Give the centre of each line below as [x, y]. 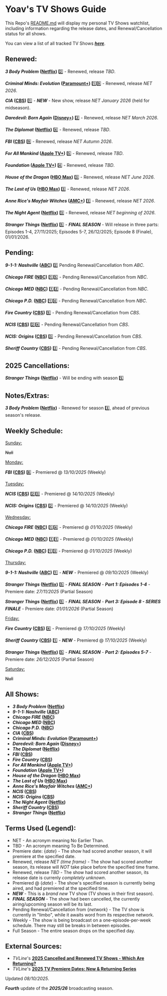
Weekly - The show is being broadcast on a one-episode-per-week [82, 920]
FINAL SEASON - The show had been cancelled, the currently [76, 899]
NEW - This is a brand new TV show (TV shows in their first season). [83, 894]
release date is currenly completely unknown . [59, 878]
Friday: [12, 618]
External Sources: [34, 946]
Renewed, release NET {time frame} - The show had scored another [83, 862]
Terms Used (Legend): [41, 828]
